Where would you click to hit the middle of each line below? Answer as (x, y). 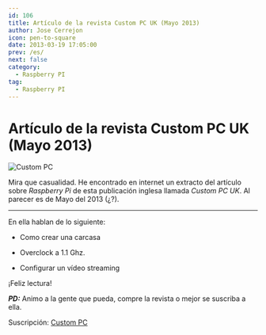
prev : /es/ (26, 52)
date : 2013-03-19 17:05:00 (53, 45)
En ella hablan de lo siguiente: (57, 222)
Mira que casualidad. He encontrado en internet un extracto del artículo (125, 182)
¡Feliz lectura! (30, 284)
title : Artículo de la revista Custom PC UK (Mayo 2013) (104, 23)
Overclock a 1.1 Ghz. (52, 253)
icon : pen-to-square (42, 38)
